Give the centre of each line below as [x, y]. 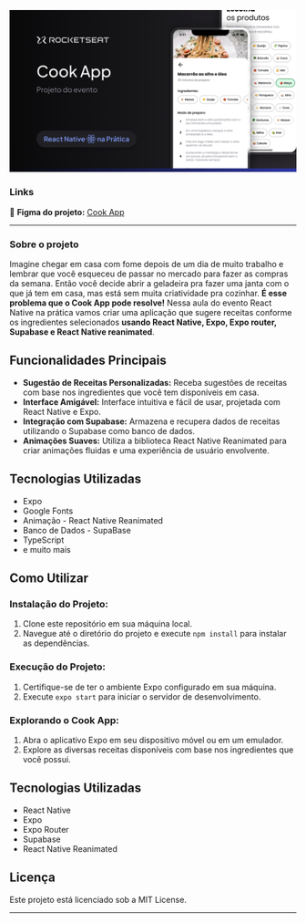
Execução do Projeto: [58, 667]
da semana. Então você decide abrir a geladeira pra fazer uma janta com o [149, 284]
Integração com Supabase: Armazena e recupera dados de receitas [151, 421]
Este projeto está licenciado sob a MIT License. [98, 899]
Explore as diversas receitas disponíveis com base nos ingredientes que [158, 750]
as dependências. [56, 643]
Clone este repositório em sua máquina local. [107, 624]
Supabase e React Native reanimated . [82, 332]
